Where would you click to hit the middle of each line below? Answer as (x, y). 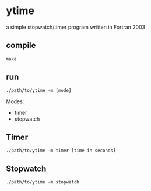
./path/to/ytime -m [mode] (39, 90)
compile (21, 45)
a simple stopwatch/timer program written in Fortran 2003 (76, 27)
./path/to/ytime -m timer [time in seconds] (61, 151)
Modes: (15, 101)
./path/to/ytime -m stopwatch (43, 182)
